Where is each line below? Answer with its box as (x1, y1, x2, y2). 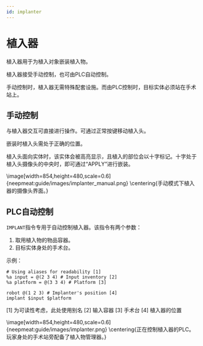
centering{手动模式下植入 (131, 180, 195, 187)
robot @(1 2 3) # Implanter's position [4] (6, 290, 118, 296)
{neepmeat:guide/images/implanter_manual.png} (6, 180, 129, 187)
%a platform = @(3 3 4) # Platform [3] (6, 280, 107, 286)
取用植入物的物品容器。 (14, 236, 74, 244)
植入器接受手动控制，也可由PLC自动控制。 (6, 71, 112, 78)
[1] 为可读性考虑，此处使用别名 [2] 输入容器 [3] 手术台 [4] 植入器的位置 (6, 307, 182, 314)
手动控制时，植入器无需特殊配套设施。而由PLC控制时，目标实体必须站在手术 (6, 83, 196, 90)
